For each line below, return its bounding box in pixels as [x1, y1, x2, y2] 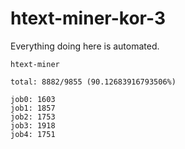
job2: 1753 [10, 112, 56, 122]
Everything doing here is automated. [10, 40, 160, 52]
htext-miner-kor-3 [10, 7, 166, 30]
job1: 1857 [10, 103, 56, 113]
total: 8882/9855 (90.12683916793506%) [10, 77, 177, 87]
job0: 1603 [10, 94, 56, 104]
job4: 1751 [10, 129, 56, 139]
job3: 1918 [10, 120, 56, 131]
